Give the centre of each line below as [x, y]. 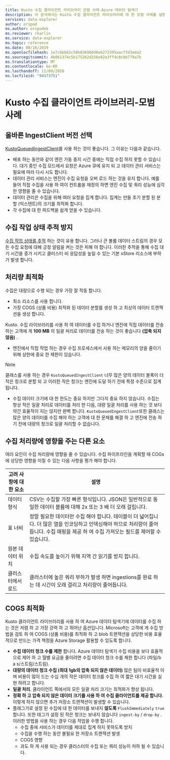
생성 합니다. [34, 314]
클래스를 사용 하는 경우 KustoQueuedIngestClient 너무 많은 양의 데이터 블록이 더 [84, 375]
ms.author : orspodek [27, 29]
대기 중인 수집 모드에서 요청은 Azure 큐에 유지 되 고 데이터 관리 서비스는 [90, 166]
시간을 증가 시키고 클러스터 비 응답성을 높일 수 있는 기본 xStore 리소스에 [81, 253]
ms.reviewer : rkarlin [28, 33]
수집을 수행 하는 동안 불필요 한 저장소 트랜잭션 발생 [70, 734]
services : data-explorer [31, 19]
